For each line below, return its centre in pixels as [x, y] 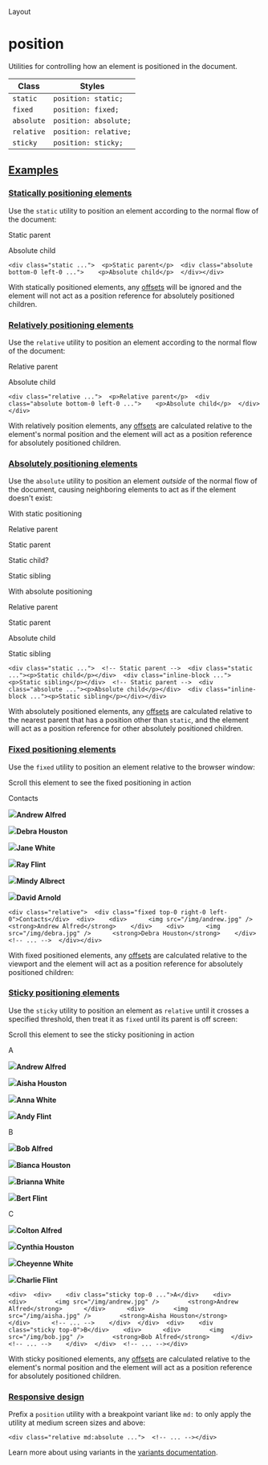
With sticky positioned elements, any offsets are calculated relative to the [130, 1359]
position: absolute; [92, 120]
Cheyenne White [45, 1263]
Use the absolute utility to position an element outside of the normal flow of [133, 481]
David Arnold [39, 897]
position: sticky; [88, 143]
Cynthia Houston [45, 1247]
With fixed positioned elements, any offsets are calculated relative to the [128, 955]
